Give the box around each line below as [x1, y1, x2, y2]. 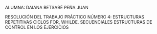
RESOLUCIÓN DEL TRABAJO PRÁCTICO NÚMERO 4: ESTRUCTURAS [5, 14, 144, 19]
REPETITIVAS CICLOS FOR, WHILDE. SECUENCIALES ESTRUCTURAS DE [5, 19, 153, 25]
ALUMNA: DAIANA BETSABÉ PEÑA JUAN [5, 5, 89, 10]
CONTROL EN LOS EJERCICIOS [5, 24, 69, 30]
